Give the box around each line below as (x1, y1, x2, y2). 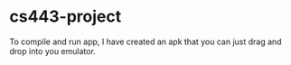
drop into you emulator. (9, 45, 97, 56)
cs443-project (9, 6, 122, 27)
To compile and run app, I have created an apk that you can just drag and (9, 36, 282, 47)
